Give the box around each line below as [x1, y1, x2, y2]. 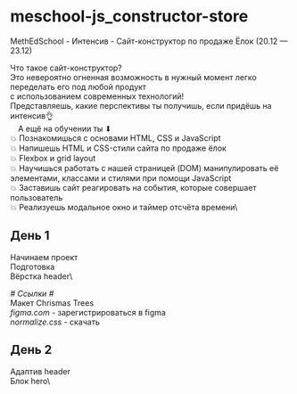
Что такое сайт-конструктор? [10, 62, 123, 73]
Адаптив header [10, 365, 70, 376]
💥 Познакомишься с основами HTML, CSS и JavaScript [10, 132, 221, 144]
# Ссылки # [10, 288, 54, 299]
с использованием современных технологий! [10, 91, 185, 102]
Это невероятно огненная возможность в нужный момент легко [10, 71, 257, 82]
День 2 [10, 342, 53, 357]
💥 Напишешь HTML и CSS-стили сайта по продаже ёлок [10, 143, 227, 153]
